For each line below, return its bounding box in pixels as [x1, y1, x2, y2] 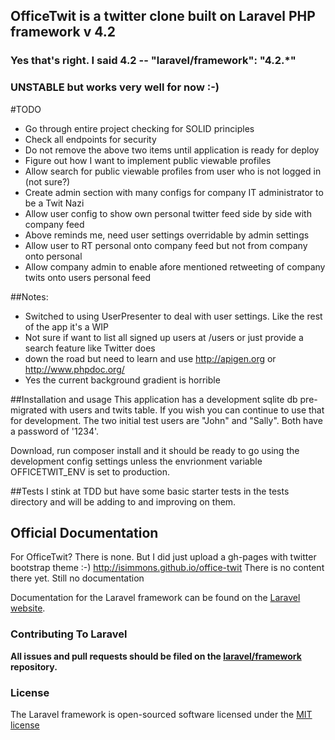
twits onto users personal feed [24, 271, 151, 283]
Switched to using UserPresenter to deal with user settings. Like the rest [24, 310, 323, 322]
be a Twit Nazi [24, 197, 85, 209]
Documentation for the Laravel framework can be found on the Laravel [10, 592, 301, 604]
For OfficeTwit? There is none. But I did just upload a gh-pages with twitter [10, 551, 317, 563]
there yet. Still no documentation [10, 572, 145, 584]
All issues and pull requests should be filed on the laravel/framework [10, 650, 302, 662]
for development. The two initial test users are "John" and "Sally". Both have [10, 414, 323, 426]
